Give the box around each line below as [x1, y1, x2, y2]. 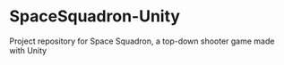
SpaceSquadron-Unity [9, 6, 181, 27]
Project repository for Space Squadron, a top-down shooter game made [9, 36, 275, 46]
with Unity [9, 45, 47, 55]
